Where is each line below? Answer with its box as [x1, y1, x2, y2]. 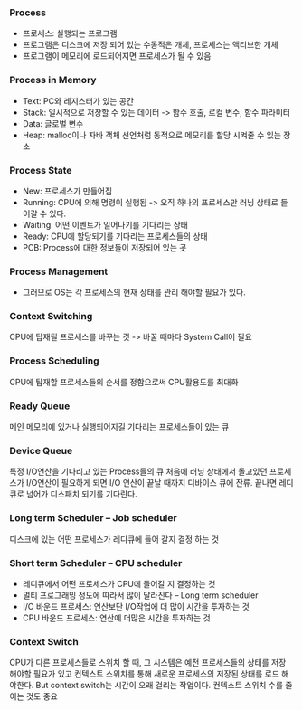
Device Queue [9, 445, 73, 457]
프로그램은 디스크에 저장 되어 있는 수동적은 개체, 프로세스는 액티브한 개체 [22, 39, 278, 51]
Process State [9, 164, 72, 176]
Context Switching [9, 310, 93, 323]
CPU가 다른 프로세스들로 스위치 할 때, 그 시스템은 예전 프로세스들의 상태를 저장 [9, 658, 287, 668]
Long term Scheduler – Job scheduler [9, 512, 178, 525]
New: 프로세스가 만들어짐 [22, 185, 113, 196]
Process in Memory [9, 74, 97, 87]
